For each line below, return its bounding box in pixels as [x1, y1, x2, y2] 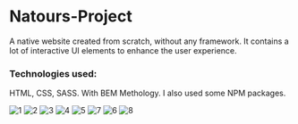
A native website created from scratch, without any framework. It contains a [9, 36, 289, 46]
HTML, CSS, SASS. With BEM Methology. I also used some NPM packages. [9, 87, 286, 99]
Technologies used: [9, 67, 98, 79]
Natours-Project [9, 6, 132, 27]
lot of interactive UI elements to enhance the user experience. [9, 45, 237, 55]
